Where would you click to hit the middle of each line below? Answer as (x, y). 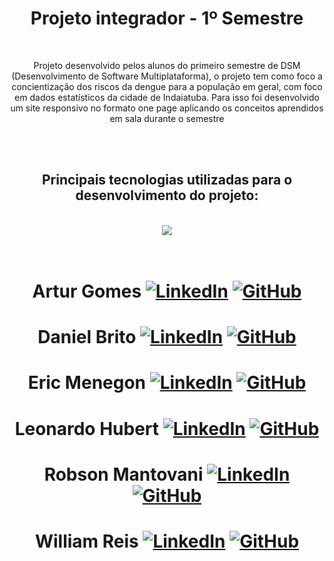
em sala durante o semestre (167, 118)
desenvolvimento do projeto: (167, 195)
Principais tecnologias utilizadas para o (167, 180)
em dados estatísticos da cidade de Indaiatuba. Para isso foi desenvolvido (167, 97)
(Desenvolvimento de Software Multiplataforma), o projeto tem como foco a (167, 76)
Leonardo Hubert (87, 428)
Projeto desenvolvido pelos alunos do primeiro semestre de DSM (167, 65)
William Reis (86, 541)
